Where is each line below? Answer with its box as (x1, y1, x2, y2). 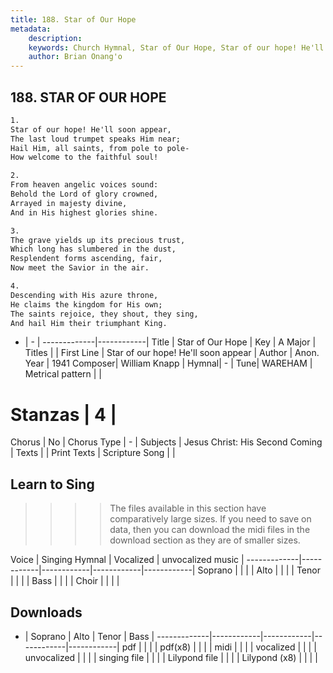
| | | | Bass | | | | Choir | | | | (10, 575, 120, 587)
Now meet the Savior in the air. (10, 263, 150, 273)
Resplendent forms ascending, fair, (10, 254, 163, 264)
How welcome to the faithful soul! (10, 152, 159, 163)
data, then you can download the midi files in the (109, 524, 311, 536)
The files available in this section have (109, 502, 267, 515)
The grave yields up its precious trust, (10, 235, 186, 245)
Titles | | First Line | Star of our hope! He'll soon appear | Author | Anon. (24, 347, 320, 359)
